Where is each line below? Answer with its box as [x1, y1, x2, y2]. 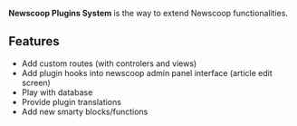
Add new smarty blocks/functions [21, 106, 148, 117]
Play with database [21, 86, 93, 98]
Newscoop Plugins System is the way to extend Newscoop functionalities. [8, 8, 289, 18]
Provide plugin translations [21, 96, 121, 107]
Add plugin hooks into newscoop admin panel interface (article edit [21, 67, 273, 78]
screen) [21, 77, 51, 88]
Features [8, 34, 60, 49]
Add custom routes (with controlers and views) [21, 58, 197, 69]
